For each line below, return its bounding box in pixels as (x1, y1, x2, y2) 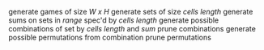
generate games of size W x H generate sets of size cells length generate (8, 7, 253, 16)
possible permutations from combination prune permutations (8, 32, 212, 42)
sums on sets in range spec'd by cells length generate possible (8, 15, 219, 25)
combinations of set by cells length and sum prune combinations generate (8, 24, 257, 33)
